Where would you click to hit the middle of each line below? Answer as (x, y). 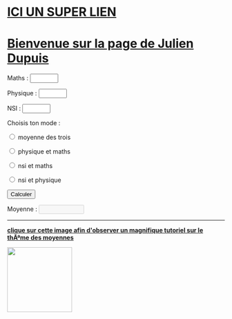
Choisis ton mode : (34, 123)
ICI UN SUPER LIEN (62, 12)
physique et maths (44, 152)
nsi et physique (39, 180)
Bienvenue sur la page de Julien (100, 44)
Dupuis (28, 58)
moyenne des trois (44, 137)
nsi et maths (35, 166)
